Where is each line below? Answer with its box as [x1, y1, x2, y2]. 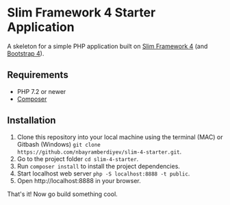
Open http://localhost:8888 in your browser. [16, 176, 142, 184]
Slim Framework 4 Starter [7, 5, 156, 21]
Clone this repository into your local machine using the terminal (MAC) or [16, 132, 223, 141]
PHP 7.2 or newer [16, 87, 66, 95]
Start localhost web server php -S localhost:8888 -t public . [16, 169, 190, 178]
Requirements [7, 69, 68, 81]
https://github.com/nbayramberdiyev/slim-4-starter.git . [16, 147, 182, 156]
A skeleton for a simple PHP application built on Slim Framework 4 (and [7, 42, 208, 50]
